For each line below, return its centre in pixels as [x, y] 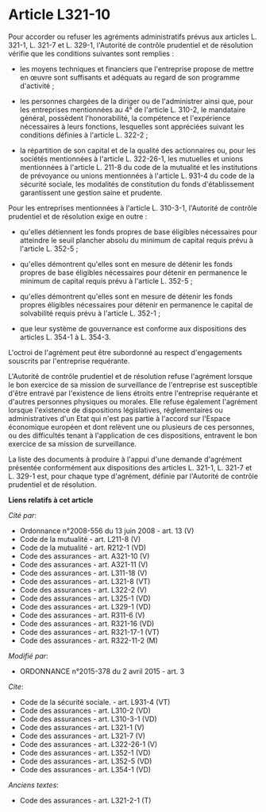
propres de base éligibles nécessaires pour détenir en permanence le [133, 273]
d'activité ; [37, 86]
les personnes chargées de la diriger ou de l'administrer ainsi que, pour [137, 101]
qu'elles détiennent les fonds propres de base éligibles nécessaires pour [139, 231]
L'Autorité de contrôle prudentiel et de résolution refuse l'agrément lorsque [130, 376]
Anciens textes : [34, 785]
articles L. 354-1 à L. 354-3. [65, 337]
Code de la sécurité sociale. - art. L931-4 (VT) [95, 702]
